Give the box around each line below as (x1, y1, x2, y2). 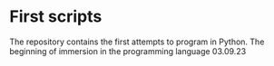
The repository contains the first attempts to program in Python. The (9, 36, 265, 47)
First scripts (9, 6, 103, 27)
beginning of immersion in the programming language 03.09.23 (9, 45, 247, 56)
